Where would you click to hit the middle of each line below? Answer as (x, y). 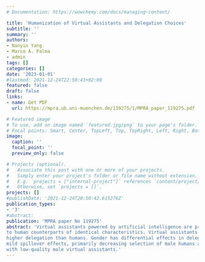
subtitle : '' (23, 29)
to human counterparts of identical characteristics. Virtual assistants (102, 233)
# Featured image (28, 119)
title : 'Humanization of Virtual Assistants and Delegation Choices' (97, 23)
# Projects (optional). (37, 164)
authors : (17, 40)
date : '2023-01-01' (31, 74)
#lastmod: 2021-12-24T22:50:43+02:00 (54, 80)
